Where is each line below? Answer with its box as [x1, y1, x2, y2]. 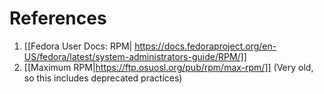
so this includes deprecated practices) [23, 72, 183, 84]
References [9, 7, 107, 30]
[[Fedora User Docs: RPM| [23, 40, 133, 52]
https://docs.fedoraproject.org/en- [134, 40, 277, 52]
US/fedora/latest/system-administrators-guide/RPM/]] [23, 50, 247, 62]
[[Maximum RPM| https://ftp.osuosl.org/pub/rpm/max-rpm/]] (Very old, [23, 61, 314, 73]
